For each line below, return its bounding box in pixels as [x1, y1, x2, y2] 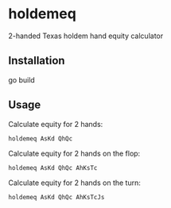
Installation [8, 54, 65, 67]
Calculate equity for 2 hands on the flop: [8, 148, 141, 158]
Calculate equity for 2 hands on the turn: [8, 178, 141, 187]
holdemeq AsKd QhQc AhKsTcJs [8, 193, 105, 201]
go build [8, 75, 36, 84]
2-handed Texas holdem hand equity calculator [8, 31, 164, 40]
